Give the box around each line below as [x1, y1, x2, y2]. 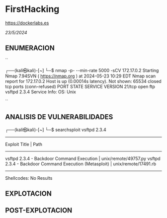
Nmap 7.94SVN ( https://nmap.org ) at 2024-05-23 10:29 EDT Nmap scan [5, 73, 156, 79]
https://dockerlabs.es [5, 20, 49, 26]
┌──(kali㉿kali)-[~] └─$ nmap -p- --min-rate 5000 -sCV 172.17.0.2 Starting [5, 67, 159, 73]
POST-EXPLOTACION [5, 206, 73, 215]
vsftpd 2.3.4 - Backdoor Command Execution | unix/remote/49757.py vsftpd [5, 155, 161, 161]
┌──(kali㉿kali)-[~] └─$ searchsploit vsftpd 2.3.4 [5, 127, 106, 133]
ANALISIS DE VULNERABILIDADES [5, 113, 113, 121]
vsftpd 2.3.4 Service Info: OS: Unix [5, 88, 76, 95]
